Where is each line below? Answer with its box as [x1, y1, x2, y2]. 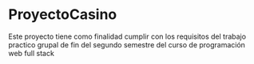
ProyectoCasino [8, 6, 117, 24]
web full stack [8, 48, 54, 58]
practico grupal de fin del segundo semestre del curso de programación [8, 40, 246, 49]
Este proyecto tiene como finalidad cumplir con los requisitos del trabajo [8, 32, 246, 41]
